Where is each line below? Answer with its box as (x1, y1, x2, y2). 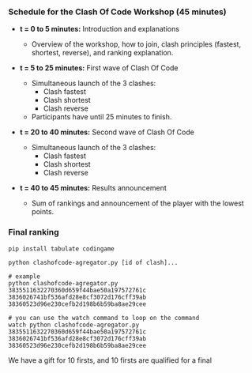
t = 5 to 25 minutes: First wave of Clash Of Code (19, 63, 179, 73)
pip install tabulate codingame (8, 244, 115, 253)
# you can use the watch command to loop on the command (8, 314, 200, 322)
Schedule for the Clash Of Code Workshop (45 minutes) (8, 6, 227, 17)
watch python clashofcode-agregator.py (8, 321, 140, 329)
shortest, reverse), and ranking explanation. (31, 48, 174, 58)
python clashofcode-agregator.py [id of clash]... (8, 258, 179, 266)
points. (31, 207, 55, 217)
